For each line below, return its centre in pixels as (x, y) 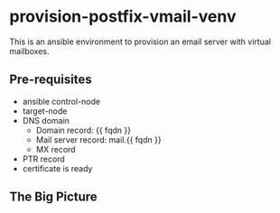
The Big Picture (53, 197)
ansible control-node (61, 101)
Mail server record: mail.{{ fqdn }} (98, 139)
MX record (56, 149)
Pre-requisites (51, 80)
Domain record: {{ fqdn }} (83, 130)
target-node (45, 111)
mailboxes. (29, 51)
